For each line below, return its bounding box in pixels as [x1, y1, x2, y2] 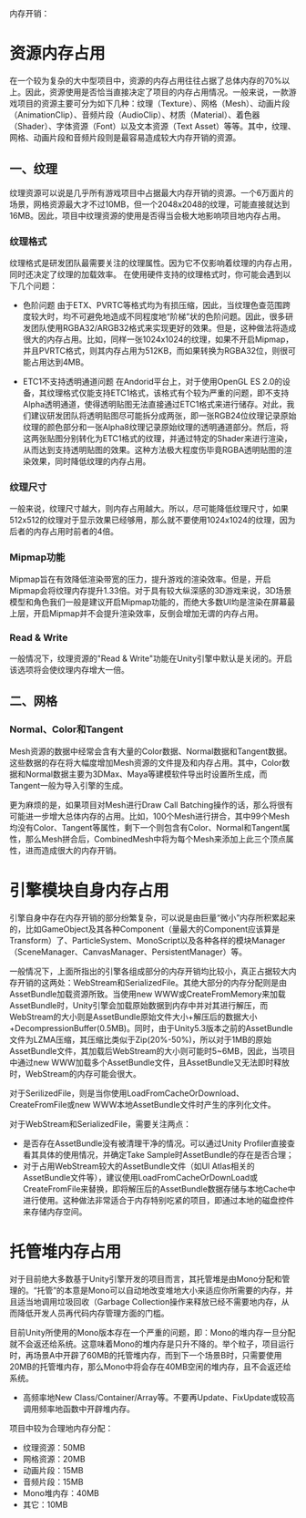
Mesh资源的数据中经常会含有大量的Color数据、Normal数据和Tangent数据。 [9, 746, 292, 757]
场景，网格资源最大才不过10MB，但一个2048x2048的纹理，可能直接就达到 [9, 199, 291, 210]
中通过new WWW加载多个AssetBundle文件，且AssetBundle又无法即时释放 [9, 1057, 290, 1068]
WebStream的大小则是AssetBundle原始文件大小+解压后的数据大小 [9, 1011, 258, 1022]
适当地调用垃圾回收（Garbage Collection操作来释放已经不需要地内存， [16, 1296, 282, 1306]
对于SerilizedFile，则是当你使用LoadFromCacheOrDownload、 [9, 1088, 244, 1099]
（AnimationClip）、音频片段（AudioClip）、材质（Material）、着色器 [9, 108, 260, 120]
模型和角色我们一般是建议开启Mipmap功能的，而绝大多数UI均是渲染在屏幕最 [9, 596, 296, 607]
